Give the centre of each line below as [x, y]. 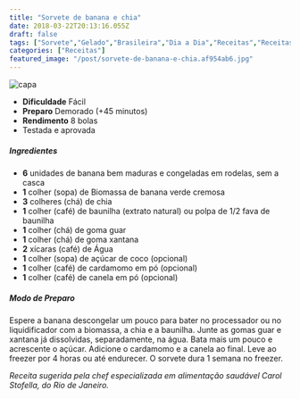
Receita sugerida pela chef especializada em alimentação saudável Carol [146, 375]
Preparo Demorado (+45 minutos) [85, 111]
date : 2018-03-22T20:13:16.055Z [69, 26]
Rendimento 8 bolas [60, 121]
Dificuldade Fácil [54, 102]
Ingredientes [33, 150]
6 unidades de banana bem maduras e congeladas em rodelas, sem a [150, 173]
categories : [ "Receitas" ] [57, 51]
